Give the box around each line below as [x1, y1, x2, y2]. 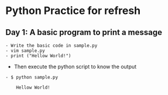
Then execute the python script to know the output [13, 63, 137, 70]
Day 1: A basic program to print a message [5, 27, 162, 37]
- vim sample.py [5, 48, 45, 54]
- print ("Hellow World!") [5, 53, 71, 59]
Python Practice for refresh [5, 4, 141, 17]
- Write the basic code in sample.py [5, 43, 98, 48]
